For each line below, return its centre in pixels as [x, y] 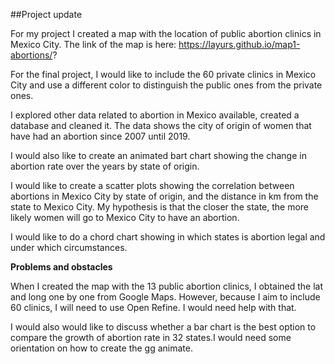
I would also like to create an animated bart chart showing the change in [158, 155]
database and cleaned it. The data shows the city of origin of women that [161, 125]
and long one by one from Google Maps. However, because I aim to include [165, 297]
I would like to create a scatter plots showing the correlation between [152, 185]
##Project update [46, 14]
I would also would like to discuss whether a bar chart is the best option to [163, 327]
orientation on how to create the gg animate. [101, 348]
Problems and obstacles [61, 267]
